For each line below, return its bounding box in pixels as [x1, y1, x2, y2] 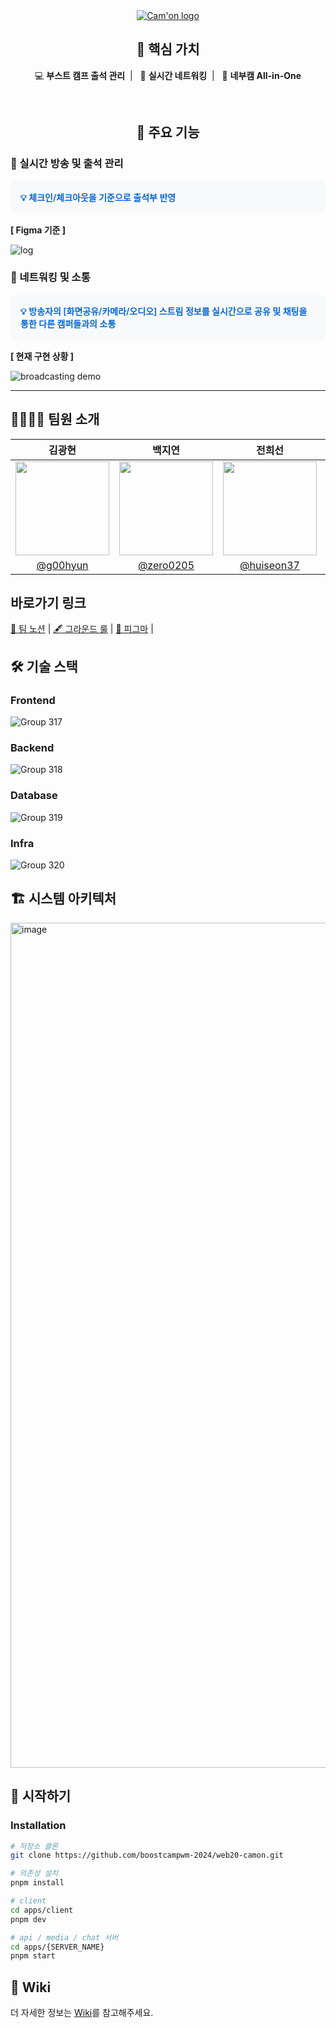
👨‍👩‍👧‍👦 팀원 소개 [10, 411, 100, 428]
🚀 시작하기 [10, 1788, 72, 1805]
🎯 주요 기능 [136, 124, 200, 141]
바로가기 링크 [10, 595, 87, 611]
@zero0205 [137, 558, 195, 572]
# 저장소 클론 [10, 1841, 59, 1851]
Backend [10, 741, 55, 755]
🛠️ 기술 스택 [10, 658, 78, 675]
